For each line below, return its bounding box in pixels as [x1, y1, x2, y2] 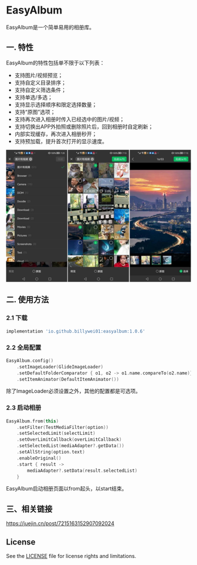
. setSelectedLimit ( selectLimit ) [16, 431, 96, 437]
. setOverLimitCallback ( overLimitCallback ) [16, 437, 122, 443]
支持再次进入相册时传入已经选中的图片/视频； [14, 116, 125, 123]
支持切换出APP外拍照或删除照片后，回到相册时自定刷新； [14, 123, 154, 130]
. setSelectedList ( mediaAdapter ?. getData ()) [16, 443, 125, 449]
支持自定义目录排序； [14, 79, 66, 86]
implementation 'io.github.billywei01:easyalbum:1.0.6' [6, 328, 145, 334]
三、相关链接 [6, 504, 53, 514]
